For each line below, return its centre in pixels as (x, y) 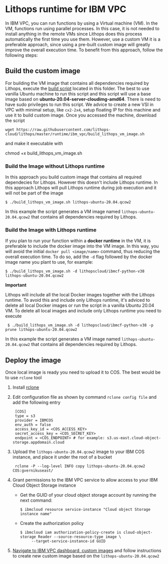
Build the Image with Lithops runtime (51, 230)
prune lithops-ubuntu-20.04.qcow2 (41, 330)
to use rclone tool (24, 378)
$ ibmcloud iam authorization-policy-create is (70, 533)
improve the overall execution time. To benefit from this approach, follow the (84, 50)
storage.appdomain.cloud (38, 442)
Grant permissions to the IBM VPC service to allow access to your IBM (85, 480)
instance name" (36, 514)
